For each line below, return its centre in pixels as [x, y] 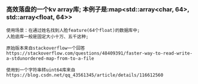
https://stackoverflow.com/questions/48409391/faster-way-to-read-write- [100, 54]
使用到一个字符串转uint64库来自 [41, 70]
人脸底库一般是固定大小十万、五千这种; [48, 37]
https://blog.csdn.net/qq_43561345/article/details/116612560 [85, 75]
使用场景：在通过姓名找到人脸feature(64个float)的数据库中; [73, 31]
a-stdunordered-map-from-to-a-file [50, 59]
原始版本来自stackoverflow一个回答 [45, 49]
